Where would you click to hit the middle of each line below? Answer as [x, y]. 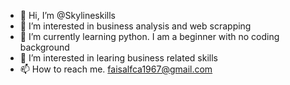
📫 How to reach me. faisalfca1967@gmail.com [116, 69]
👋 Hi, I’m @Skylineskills [67, 15]
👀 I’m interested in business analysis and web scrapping [135, 26]
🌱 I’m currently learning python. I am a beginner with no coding [149, 36]
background [44, 47]
